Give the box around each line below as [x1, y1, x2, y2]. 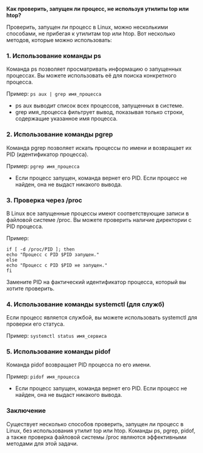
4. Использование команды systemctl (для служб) [6, 300, 165, 309]
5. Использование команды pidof [6, 348, 111, 356]
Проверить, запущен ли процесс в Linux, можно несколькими [6, 24, 169, 30]
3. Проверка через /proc [6, 196, 82, 204]
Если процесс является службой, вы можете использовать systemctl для [6, 314, 198, 321]
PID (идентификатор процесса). [6, 151, 89, 158]
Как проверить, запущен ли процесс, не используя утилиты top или [6, 5, 189, 12]
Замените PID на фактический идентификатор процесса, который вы [6, 278, 187, 285]
